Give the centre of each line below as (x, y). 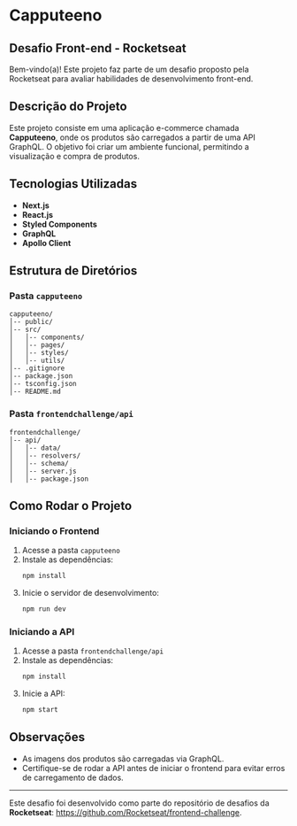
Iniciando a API (42, 631)
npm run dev (44, 609)
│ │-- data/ (35, 448)
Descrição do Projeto (68, 107)
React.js (38, 214)
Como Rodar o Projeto (71, 506)
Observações (47, 737)
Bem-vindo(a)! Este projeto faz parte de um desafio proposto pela (129, 69)
